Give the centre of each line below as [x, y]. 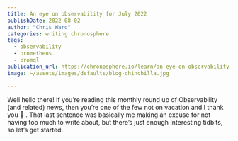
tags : [15, 40]
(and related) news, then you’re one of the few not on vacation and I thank [115, 107]
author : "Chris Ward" [39, 27]
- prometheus [33, 54]
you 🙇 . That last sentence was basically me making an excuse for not [109, 115]
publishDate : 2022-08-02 [44, 21]
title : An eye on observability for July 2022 [77, 14]
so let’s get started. [35, 130]
